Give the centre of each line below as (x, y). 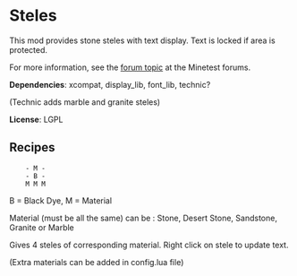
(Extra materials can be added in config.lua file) (97, 262)
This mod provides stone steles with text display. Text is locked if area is (142, 40)
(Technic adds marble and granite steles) (85, 102)
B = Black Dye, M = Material (61, 200)
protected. (28, 49)
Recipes (32, 147)
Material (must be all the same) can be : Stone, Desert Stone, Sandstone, (143, 218)
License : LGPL (36, 119)
